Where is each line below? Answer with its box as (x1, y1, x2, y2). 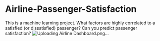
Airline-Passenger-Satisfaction (5, 3, 137, 15)
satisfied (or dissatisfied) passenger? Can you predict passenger (5, 25, 138, 31)
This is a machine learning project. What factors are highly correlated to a (5, 20, 155, 26)
